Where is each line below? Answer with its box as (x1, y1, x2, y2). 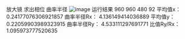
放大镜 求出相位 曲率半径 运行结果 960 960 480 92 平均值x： (6, 6, 181, 12)
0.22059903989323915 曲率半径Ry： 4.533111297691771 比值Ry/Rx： (6, 21, 180, 27)
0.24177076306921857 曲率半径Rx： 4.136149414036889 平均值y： (6, 13, 175, 20)
